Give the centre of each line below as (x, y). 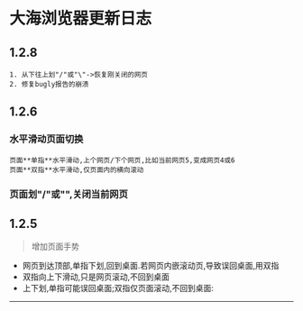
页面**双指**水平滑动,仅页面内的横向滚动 (77, 169)
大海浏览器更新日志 (81, 18)
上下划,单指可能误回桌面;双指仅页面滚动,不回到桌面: (118, 288)
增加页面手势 (55, 247)
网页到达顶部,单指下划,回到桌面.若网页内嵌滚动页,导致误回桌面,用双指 (151, 266)
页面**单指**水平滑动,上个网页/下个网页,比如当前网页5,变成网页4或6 (122, 160)
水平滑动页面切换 (46, 139)
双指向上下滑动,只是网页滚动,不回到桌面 (96, 277)
